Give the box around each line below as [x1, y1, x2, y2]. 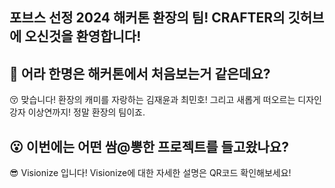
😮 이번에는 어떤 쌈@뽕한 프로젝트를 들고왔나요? [9, 138, 289, 155]
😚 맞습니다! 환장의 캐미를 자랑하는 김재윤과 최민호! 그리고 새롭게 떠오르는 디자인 [9, 94, 322, 106]
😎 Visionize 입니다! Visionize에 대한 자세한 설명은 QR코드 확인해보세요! [9, 167, 292, 179]
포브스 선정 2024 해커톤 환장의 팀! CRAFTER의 [9, 9, 286, 27]
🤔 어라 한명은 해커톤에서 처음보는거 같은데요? [9, 65, 271, 82]
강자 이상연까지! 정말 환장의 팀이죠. [9, 106, 146, 118]
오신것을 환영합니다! [24, 28, 142, 45]
